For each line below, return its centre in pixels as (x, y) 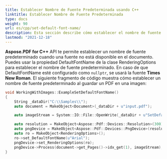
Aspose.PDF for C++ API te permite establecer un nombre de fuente (76, 51)
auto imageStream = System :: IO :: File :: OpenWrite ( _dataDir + (78, 115)
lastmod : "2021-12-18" (29, 38)
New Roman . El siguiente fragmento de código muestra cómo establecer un (83, 78)
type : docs (16, 19)
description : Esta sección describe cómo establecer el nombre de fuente (83, 33)
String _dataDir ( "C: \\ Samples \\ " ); (51, 102)
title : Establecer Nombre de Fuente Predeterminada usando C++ (72, 10)
